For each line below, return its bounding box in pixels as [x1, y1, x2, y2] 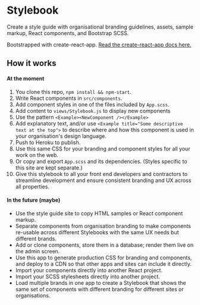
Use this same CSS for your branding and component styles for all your [15, 145, 190, 152]
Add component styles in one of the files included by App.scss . [15, 100, 170, 108]
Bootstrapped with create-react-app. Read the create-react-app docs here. [7, 41, 192, 48]
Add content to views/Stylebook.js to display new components [15, 107, 171, 114]
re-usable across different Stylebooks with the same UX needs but [15, 228, 179, 235]
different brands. [15, 235, 57, 242]
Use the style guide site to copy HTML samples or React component [15, 209, 183, 217]
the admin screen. [15, 247, 60, 254]
